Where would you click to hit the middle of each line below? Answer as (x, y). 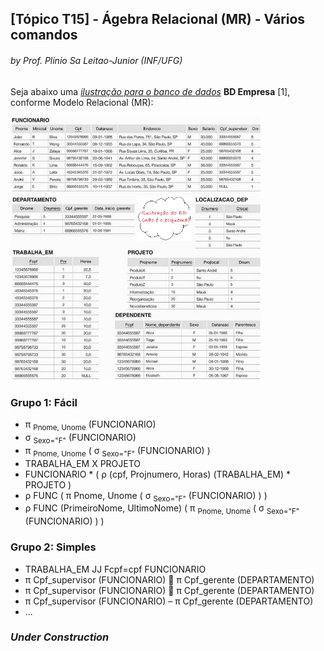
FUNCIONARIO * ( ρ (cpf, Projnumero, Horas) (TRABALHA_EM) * (157, 474)
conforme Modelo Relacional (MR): (82, 102)
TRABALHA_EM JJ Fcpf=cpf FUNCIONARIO (115, 569)
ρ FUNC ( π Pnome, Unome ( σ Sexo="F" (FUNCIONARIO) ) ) (146, 496)
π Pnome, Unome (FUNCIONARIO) (90, 425)
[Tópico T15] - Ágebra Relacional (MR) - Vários (158, 19)
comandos (44, 35)
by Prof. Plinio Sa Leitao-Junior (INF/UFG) (96, 60)
